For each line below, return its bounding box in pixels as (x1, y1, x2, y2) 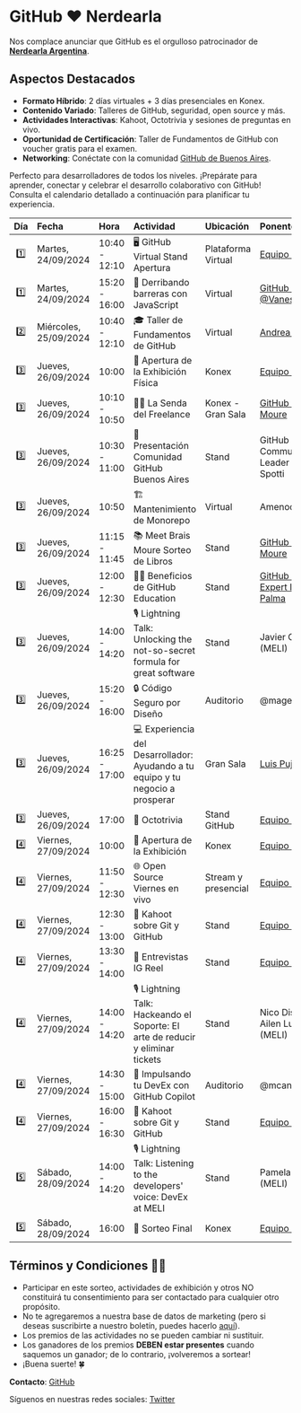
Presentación (133, 439, 190, 452)
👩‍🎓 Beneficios (133, 569, 193, 582)
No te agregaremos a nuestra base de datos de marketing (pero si (21, 1311, 266, 1321)
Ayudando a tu (133, 759, 194, 772)
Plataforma (204, 242, 252, 255)
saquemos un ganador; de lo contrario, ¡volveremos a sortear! (21, 1348, 251, 1359)
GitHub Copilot (133, 1090, 195, 1102)
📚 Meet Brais (133, 529, 191, 541)
